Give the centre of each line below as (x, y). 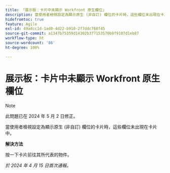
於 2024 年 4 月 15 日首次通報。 (38, 165)
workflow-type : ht (25, 38)
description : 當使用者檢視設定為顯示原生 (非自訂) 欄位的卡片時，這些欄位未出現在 (83, 15)
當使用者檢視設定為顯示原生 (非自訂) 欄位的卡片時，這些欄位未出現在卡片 (81, 126)
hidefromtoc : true (25, 19)
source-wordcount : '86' (30, 43)
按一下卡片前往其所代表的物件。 (38, 154)
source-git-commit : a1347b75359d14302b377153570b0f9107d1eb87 (72, 33)
